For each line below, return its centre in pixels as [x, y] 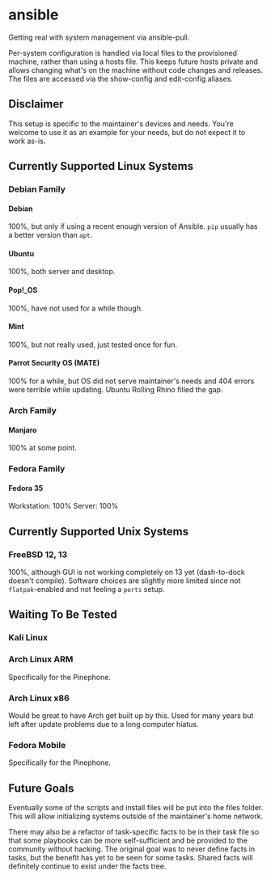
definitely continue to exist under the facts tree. [87, 866]
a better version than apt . [51, 235]
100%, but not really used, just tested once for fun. [93, 344]
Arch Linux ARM [41, 659]
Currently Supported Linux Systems [101, 166]
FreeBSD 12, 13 [38, 554]
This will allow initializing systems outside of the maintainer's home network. [136, 816]
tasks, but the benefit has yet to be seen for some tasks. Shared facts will [131, 858]
